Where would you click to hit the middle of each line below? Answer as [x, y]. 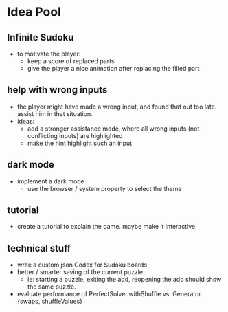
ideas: [26, 121]
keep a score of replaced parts [71, 61]
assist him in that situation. [55, 113]
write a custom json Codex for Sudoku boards [82, 265]
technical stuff [39, 248]
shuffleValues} [62, 301]
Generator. [187, 294]
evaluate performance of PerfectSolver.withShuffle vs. [94, 294]
